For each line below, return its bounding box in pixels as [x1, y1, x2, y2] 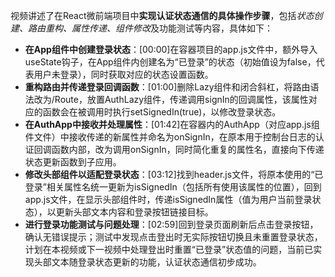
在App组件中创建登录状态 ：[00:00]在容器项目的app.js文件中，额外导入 [24, 44, 318, 55]
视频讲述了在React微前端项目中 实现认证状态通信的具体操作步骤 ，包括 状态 [10, 10, 315, 21]
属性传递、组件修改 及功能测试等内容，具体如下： [71, 22, 273, 34]
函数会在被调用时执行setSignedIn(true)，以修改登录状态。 [42, 106, 282, 118]
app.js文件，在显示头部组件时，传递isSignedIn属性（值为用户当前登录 [24, 194, 313, 205]
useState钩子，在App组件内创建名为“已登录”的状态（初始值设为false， [24, 56, 317, 68]
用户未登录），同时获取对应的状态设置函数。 [33, 69, 214, 80]
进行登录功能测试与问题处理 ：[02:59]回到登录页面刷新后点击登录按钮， [24, 219, 319, 230]
